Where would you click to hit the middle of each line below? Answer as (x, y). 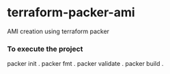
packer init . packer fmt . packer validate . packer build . (85, 64)
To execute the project (45, 49)
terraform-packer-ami (71, 13)
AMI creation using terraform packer (58, 31)
